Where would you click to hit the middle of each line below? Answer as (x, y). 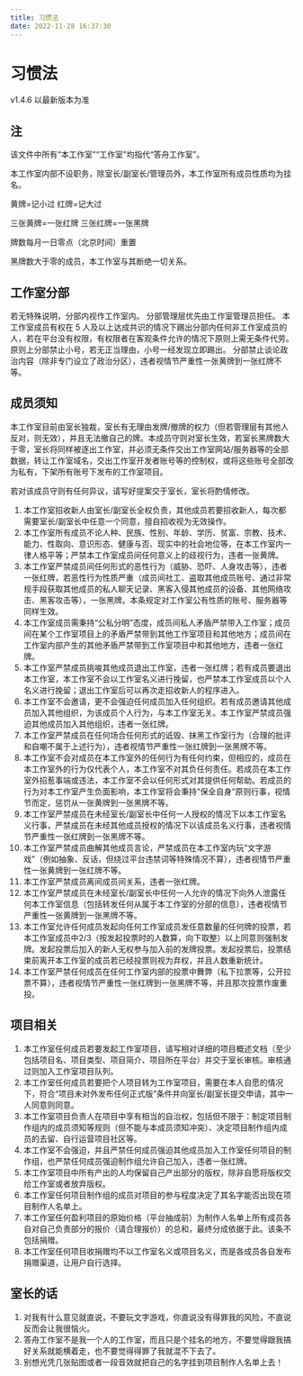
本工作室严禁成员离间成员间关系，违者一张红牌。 (114, 881)
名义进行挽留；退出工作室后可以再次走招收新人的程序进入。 (134, 690)
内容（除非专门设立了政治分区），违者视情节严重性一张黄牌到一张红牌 (146, 361)
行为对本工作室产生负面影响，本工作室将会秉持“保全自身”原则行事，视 (153, 791)
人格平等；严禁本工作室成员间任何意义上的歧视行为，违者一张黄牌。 (157, 555)
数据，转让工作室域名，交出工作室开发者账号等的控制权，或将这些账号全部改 (152, 460)
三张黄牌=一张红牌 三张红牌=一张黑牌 (80, 223)
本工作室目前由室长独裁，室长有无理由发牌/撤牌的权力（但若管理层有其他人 (150, 426)
